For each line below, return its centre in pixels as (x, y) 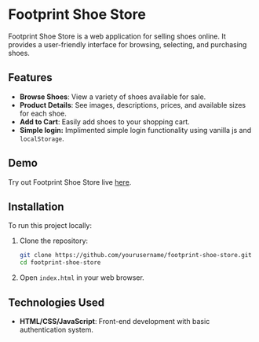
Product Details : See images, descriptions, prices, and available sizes (132, 105)
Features (30, 77)
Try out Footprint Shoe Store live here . (70, 182)
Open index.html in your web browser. (82, 278)
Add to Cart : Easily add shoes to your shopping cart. (104, 121)
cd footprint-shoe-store (60, 263)
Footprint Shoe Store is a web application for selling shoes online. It (117, 36)
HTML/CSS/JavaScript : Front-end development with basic (115, 321)
